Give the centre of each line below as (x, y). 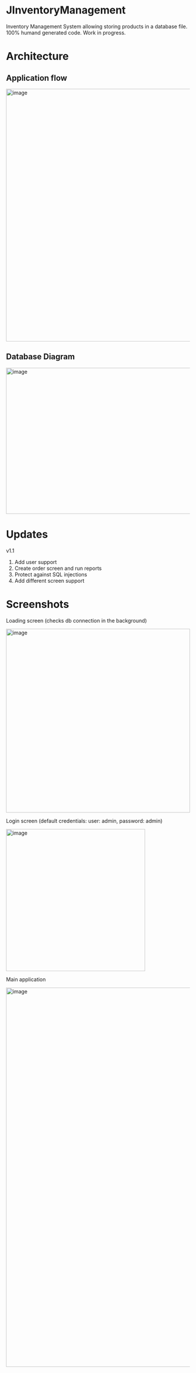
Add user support (36, 562)
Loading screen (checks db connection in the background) (76, 620)
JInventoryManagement (66, 10)
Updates (27, 534)
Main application (26, 979)
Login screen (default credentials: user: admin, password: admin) (84, 821)
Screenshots (38, 604)
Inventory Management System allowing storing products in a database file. (97, 26)
